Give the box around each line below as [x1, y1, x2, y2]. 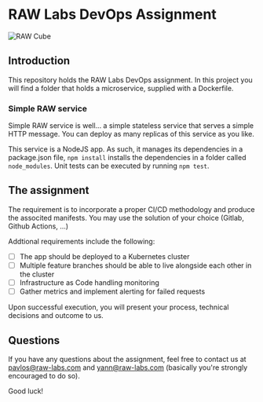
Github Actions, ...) [8, 221, 69, 231]
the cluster [19, 269, 55, 279]
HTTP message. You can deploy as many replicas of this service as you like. [8, 130, 255, 139]
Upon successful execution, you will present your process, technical [8, 302, 229, 312]
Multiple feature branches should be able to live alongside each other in [19, 261, 252, 270]
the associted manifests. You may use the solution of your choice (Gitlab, [8, 213, 245, 222]
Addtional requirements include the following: [8, 236, 155, 246]
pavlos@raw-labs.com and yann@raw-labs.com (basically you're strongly [8, 363, 248, 372]
